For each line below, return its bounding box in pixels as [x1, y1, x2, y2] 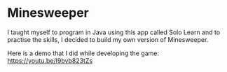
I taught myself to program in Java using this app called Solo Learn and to [7, 28, 221, 36]
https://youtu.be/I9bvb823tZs [7, 56, 93, 64]
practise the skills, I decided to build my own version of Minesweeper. [7, 35, 209, 43]
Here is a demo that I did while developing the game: [7, 49, 160, 57]
